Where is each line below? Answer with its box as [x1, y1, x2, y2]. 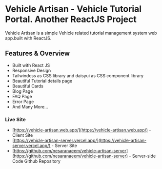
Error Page [12, 99, 34, 105]
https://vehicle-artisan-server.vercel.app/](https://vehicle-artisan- [14, 138, 147, 144]
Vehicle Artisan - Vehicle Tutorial [5, 3, 142, 15]
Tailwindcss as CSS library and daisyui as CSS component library [12, 72, 144, 79]
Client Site [12, 132, 33, 138]
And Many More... [12, 104, 48, 109]
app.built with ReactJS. [5, 35, 52, 41]
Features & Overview [5, 49, 70, 58]
